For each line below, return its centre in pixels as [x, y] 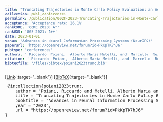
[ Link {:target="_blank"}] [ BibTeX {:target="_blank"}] [56, 77]
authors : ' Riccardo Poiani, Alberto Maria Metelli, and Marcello [77, 54]
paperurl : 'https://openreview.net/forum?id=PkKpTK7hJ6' [64, 45]
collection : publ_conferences [36, 14]
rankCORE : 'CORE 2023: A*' [32, 27]
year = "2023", [33, 106]
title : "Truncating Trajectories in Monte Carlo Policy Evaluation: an [79, 9]
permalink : [16, 18]
